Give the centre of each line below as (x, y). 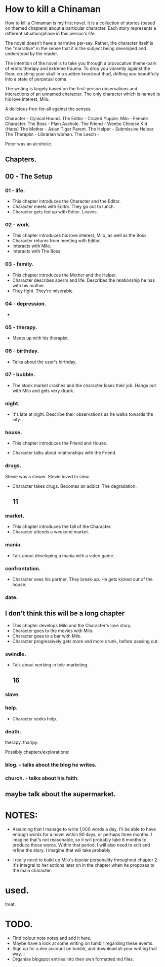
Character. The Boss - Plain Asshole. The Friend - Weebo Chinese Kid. (77, 124)
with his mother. (29, 285)
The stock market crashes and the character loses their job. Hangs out (84, 385)
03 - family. (19, 264)
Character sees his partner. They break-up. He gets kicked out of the (82, 579)
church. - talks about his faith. (42, 778)
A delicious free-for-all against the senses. (49, 109)
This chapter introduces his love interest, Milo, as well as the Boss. (80, 235)
